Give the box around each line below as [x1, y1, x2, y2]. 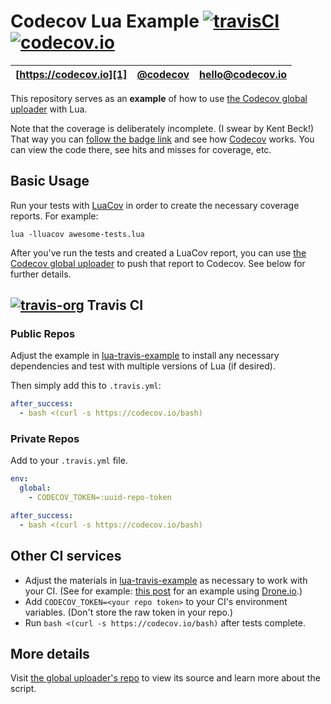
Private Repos [10, 432, 80, 446]
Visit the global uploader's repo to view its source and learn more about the [10, 672, 321, 684]
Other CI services [10, 548, 122, 565]
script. [10, 683, 37, 695]
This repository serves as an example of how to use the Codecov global [10, 92, 308, 104]
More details [10, 646, 90, 663]
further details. [10, 268, 72, 280]
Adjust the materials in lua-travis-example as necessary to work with [24, 574, 308, 586]
